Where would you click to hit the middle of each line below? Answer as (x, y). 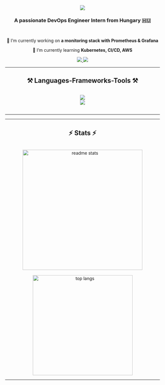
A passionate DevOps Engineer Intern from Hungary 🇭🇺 (82, 21)
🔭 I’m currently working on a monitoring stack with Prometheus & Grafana (82, 41)
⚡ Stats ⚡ (82, 133)
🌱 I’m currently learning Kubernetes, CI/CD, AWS (82, 50)
